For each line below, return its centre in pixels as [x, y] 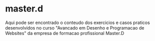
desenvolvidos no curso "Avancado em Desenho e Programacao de [75, 27]
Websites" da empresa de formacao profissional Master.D [65, 33]
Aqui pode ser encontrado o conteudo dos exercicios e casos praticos [77, 22]
